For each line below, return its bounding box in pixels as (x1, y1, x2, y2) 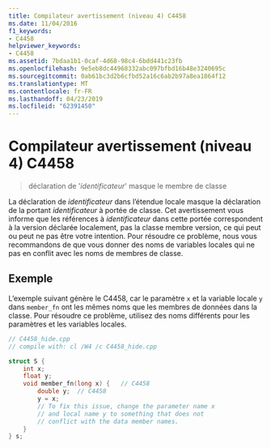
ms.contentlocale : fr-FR (8, 87, 92, 96)
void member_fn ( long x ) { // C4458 (23, 380, 150, 388)
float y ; (23, 372, 53, 381)
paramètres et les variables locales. (8, 319, 127, 329)
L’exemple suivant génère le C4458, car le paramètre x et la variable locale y (8, 293, 263, 303)
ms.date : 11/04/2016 (8, 19, 78, 28)
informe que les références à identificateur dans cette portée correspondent (8, 214, 263, 224)
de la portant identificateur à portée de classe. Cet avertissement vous (8, 206, 244, 215)
